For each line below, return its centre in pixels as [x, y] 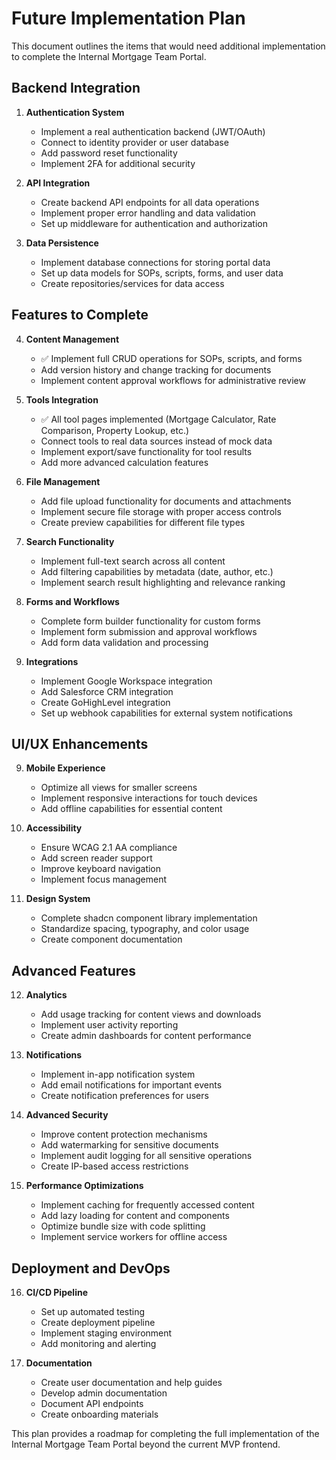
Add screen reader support [96, 858]
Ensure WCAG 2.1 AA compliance [109, 848]
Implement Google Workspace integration [126, 681]
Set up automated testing [93, 1311]
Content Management [72, 339]
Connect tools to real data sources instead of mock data [156, 441]
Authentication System [75, 112]
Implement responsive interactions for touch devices [149, 798]
